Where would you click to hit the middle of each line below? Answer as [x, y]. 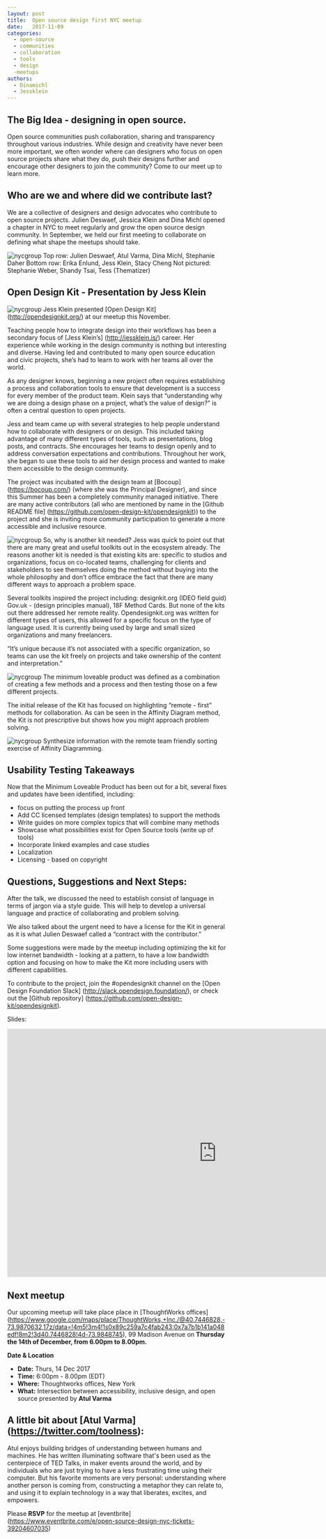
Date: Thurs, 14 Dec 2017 [54, 1369]
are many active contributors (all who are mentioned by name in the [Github [116, 504]
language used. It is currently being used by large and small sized [101, 627]
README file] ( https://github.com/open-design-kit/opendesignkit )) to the [112, 511]
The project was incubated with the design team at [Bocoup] [94, 481]
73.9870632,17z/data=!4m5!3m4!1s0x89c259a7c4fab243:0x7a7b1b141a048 [116, 1327]
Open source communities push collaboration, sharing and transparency [111, 136]
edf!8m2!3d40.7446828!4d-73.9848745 [65, 1334]
